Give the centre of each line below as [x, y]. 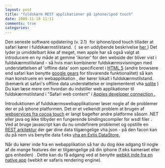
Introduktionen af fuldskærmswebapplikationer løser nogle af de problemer [82, 104]
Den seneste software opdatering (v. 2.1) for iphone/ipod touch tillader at [79, 42]
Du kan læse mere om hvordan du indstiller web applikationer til [70, 89]
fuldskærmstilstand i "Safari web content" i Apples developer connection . [80, 94]
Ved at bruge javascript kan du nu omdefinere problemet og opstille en [77, 125]
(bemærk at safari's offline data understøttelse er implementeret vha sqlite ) [82, 84]
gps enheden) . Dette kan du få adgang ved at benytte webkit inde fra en [79, 155]
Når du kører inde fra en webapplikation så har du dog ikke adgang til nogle [82, 144]
